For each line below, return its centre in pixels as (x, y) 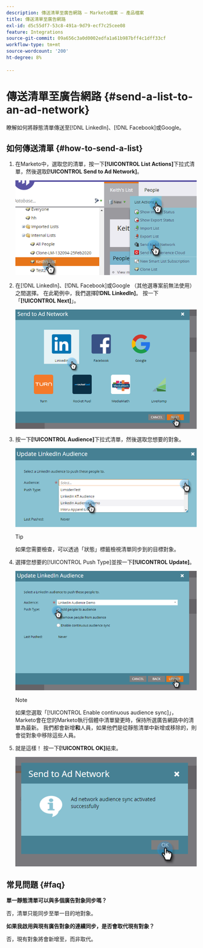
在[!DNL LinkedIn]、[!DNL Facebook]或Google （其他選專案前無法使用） (105, 285)
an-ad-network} (48, 110)
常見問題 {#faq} (36, 885)
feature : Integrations (35, 32)
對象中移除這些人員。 (52, 735)
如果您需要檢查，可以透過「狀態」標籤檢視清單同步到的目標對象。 (97, 549)
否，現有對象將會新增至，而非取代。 (51, 939)
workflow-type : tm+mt (34, 45)
